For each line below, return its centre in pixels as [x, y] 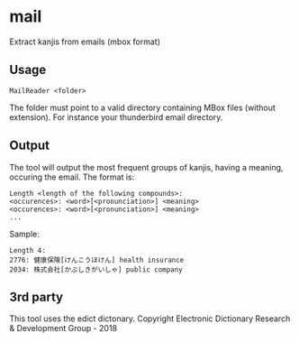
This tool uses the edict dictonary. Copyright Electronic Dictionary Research [150, 319]
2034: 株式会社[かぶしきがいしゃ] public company [96, 269]
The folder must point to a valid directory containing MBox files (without [143, 107]
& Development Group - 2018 [63, 328]
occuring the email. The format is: [72, 177]
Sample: [25, 234]
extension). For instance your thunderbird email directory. [116, 117]
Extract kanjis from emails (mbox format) [85, 42]
